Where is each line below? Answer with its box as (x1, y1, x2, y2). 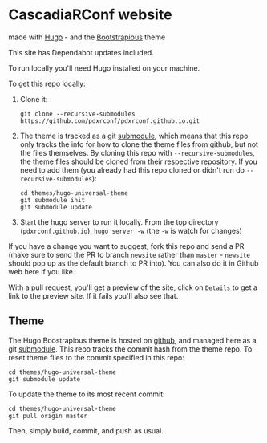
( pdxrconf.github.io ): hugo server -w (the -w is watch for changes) (19, 226, 243, 235)
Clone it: (19, 94, 48, 104)
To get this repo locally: (8, 79, 86, 88)
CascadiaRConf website (8, 6, 172, 24)
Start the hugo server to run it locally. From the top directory (19, 217, 219, 226)
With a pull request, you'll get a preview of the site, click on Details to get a (8, 282, 258, 292)
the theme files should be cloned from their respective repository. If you (19, 156, 258, 166)
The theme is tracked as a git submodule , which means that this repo (19, 131, 249, 140)
